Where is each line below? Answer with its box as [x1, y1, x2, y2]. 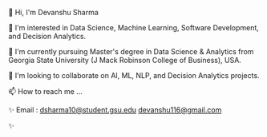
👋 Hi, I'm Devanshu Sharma [8, 8, 99, 17]
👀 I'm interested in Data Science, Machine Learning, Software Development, [8, 23, 259, 32]
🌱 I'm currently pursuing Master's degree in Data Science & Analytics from [8, 47, 254, 56]
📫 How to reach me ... [8, 87, 83, 96]
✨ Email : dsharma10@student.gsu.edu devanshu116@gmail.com [8, 105, 222, 115]
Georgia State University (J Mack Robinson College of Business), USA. [8, 56, 242, 65]
